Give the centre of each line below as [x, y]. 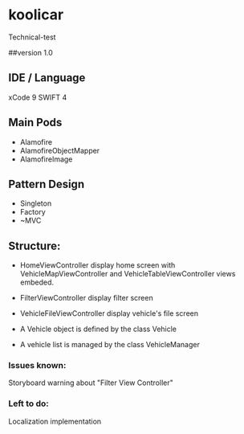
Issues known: [37, 366]
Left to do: [29, 403]
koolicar [36, 15]
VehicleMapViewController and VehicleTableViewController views [128, 274]
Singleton [36, 203]
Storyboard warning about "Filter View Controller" [91, 383]
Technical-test [32, 37]
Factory [33, 212]
